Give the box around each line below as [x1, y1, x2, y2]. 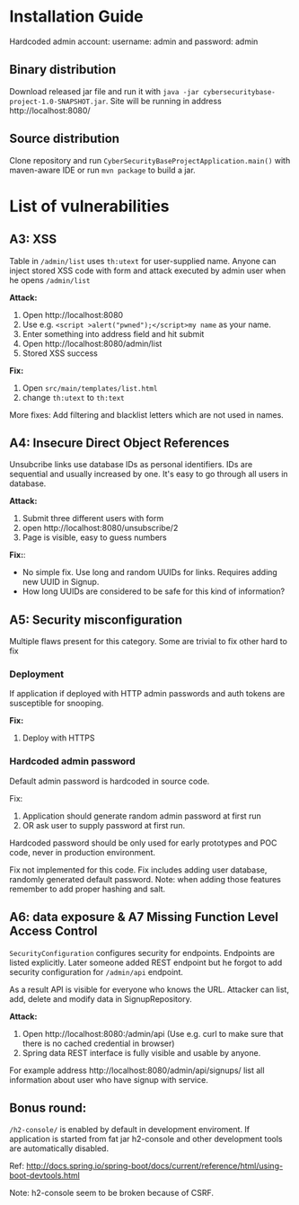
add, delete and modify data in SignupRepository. [9, 993, 192, 1004]
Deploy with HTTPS [22, 732, 95, 743]
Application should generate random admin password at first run [22, 811, 262, 821]
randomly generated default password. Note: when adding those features [9, 873, 281, 884]
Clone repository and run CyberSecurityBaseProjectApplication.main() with [9, 155, 291, 165]
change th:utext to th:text [22, 392, 126, 403]
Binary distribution [9, 62, 117, 77]
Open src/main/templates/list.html [22, 382, 158, 393]
